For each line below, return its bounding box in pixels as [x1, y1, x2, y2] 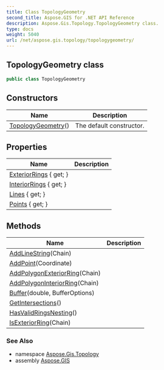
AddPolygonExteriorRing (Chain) [9, 269, 101, 277]
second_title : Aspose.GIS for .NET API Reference [6, 15, 135, 21]
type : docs [6, 26, 34, 32]
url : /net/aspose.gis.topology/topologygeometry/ [6, 37, 135, 43]
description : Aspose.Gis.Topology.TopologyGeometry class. [6, 20, 159, 26]
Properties [6, 141, 47, 152]
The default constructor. [75, 121, 145, 130]
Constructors [6, 93, 58, 104]
